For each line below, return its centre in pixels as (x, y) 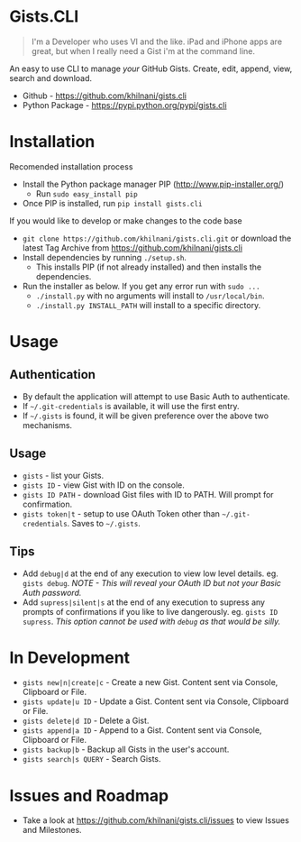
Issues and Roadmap (89, 796)
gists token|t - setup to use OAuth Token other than (121, 513)
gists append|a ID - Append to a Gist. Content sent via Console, (142, 730)
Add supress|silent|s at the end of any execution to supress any (144, 602)
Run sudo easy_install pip (87, 193)
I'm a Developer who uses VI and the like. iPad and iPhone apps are (156, 41)
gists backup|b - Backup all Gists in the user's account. (126, 749)
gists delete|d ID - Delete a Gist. (86, 721)
